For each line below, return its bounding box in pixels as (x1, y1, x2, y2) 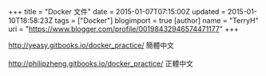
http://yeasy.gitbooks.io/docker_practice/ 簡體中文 (8, 40, 174, 50)
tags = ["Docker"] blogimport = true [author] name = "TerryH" (54, 16, 259, 25)
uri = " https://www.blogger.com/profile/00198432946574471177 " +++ (8, 25, 240, 33)
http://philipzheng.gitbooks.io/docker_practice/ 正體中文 (8, 59, 193, 68)
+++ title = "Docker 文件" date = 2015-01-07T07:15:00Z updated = (8, 7, 226, 16)
